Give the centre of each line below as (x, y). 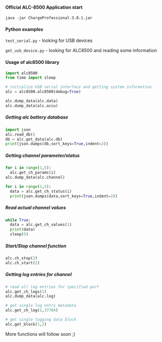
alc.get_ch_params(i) (33, 173)
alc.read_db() (20, 134)
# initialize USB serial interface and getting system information (79, 87)
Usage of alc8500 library (32, 62)
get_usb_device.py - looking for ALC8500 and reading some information (81, 51)
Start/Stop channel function (36, 246)
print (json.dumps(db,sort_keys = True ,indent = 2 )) (57, 144)
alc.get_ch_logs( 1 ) (26, 291)
